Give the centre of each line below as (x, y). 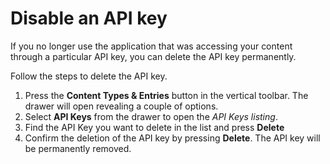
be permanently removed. (78, 148)
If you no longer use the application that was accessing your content (151, 46)
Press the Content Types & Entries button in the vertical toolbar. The (166, 95)
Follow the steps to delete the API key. (89, 76)
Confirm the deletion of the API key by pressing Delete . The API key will (172, 138)
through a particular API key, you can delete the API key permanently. (153, 56)
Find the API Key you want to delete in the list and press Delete (154, 127)
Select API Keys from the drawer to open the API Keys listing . (151, 116)
